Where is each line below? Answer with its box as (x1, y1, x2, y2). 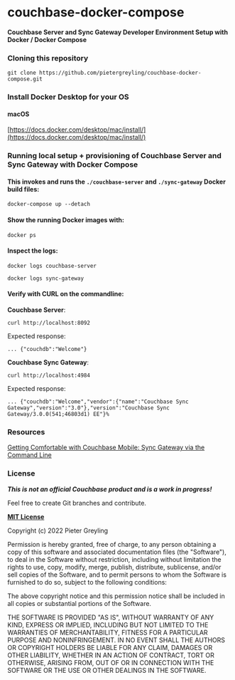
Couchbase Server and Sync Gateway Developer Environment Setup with (7, 28, 229, 36)
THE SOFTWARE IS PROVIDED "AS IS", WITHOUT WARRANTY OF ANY (7, 613, 214, 622)
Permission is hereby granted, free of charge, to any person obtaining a (7, 540, 217, 548)
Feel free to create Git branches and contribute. (7, 498, 147, 507)
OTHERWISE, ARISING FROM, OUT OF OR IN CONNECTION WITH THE (7, 658, 214, 666)
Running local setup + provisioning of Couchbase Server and (7, 151, 222, 161)
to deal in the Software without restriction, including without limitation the (7, 555, 222, 563)
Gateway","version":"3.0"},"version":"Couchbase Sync (7, 404, 170, 412)
